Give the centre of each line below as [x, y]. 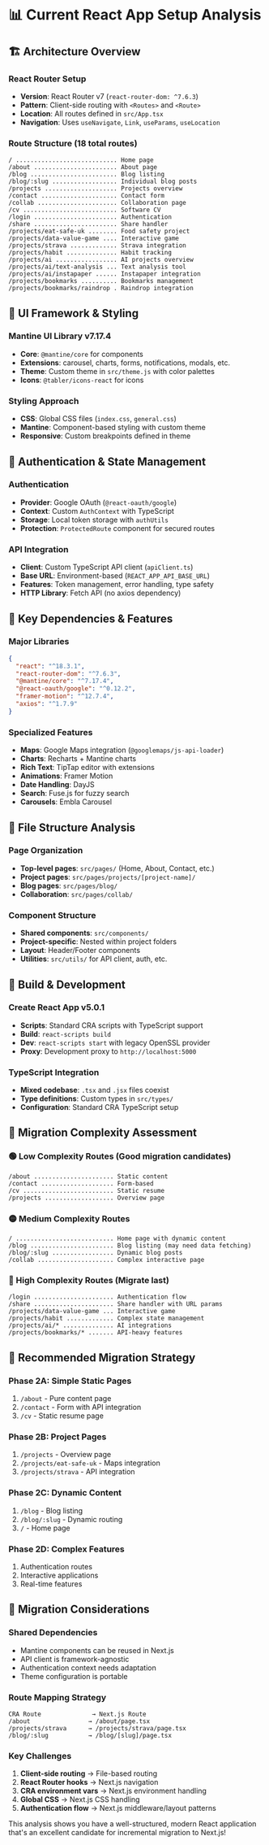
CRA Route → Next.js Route [78, 1714]
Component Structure [52, 915]
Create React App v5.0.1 [57, 1007]
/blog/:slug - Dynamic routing [71, 1519]
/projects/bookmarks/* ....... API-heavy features [96, 1333]
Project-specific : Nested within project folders [98, 942]
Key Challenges [40, 1756]
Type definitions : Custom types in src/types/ [97, 1099]
